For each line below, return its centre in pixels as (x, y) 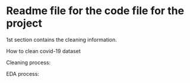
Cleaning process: (28, 62)
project (24, 23)
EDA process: (23, 74)
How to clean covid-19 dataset (44, 51)
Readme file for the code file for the (95, 11)
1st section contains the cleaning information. (61, 39)
